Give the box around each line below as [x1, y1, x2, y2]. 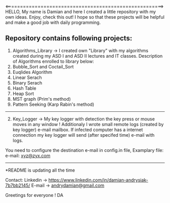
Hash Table [12, 85, 36, 91]
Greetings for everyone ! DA [5, 192, 64, 198]
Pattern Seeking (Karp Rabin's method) [12, 101, 95, 107]
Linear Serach [12, 74, 42, 80]
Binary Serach [12, 79, 42, 86]
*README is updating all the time [5, 167, 75, 173]
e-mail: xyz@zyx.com [5, 152, 51, 158]
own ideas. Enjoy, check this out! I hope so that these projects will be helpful [5, 14, 164, 20]
